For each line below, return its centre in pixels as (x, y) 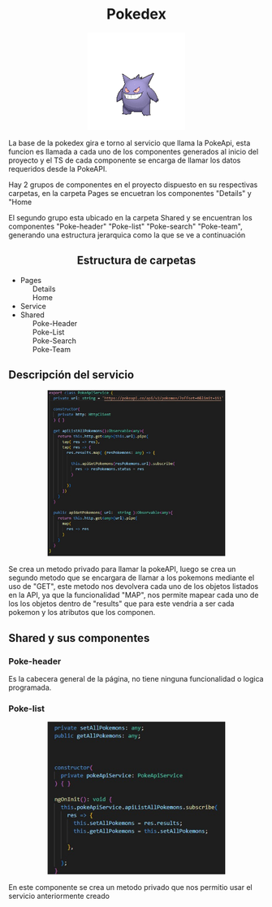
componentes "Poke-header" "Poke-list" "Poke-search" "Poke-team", (125, 226)
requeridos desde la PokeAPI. (58, 168)
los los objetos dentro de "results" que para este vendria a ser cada (121, 604)
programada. (30, 687)
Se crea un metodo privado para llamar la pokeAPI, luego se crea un (122, 569)
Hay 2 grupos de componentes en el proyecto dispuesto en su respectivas (133, 185)
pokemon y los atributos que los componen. (82, 613)
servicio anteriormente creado (59, 896)
